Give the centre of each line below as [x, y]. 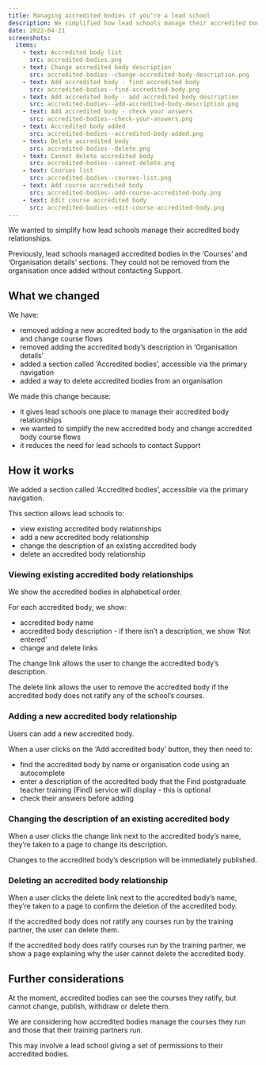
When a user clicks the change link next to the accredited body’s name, [125, 835]
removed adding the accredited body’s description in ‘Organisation [128, 347]
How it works [41, 471]
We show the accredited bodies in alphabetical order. [95, 592]
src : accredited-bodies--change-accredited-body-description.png [139, 75]
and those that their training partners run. [76, 1030]
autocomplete [42, 773]
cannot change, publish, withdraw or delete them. [89, 1006]
